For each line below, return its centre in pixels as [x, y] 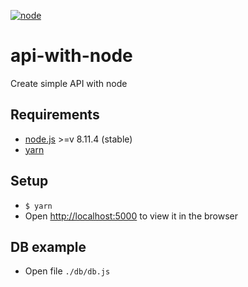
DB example [48, 246]
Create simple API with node [69, 83]
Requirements [55, 115]
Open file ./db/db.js [67, 271]
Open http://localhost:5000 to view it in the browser [131, 216]
